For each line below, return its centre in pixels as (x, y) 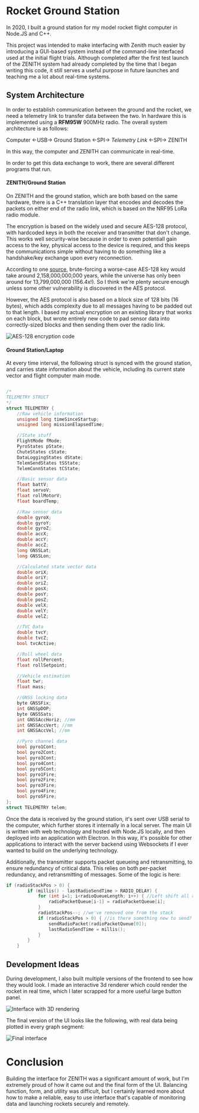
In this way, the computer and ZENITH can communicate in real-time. (90, 151)
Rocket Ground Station (63, 11)
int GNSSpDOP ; (34, 709)
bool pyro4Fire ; (37, 791)
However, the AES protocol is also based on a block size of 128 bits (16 (92, 299)
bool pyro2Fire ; (37, 780)
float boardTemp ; (38, 501)
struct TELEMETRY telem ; (37, 807)
